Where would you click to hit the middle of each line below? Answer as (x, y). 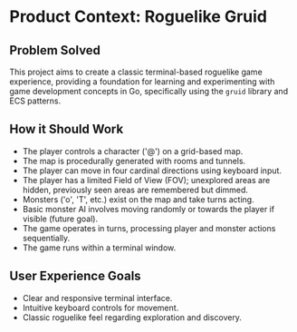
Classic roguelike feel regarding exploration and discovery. (132, 317)
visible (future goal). (60, 219)
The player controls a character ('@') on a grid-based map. (133, 151)
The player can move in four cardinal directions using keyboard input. (152, 171)
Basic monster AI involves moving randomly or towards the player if (148, 209)
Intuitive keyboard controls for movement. (101, 308)
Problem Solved (55, 50)
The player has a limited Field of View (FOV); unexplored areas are (146, 180)
